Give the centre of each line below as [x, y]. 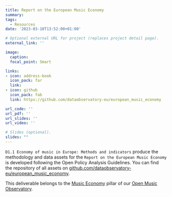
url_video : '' [20, 123]
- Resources [23, 24]
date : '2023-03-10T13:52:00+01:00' [43, 29]
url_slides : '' [21, 118]
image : [12, 52]
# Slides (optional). [28, 133]
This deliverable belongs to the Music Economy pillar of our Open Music [81, 183]
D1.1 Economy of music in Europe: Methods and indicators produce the [82, 151]
